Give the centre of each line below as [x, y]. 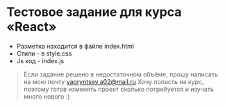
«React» [32, 27]
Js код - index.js [40, 60]
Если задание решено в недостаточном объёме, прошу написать [120, 74]
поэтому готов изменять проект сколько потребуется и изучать [119, 89]
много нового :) [47, 96]
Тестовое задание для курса [94, 12]
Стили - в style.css [44, 53]
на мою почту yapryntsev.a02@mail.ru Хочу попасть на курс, [114, 81]
